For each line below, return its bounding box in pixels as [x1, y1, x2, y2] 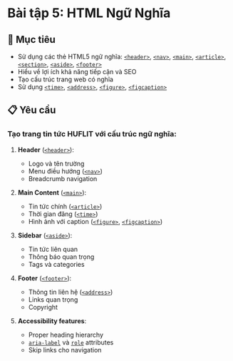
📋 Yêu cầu [7, 104, 56, 116]
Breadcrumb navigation [28, 174, 98, 183]
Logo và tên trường [28, 159, 85, 168]
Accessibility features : [17, 316, 87, 325]
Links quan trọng [28, 295, 78, 304]
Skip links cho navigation [28, 345, 102, 354]
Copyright [28, 302, 58, 311]
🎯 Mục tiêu [7, 34, 56, 46]
